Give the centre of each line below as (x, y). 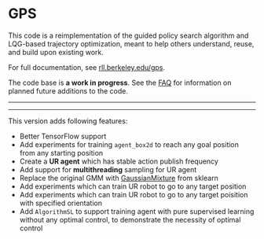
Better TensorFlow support (63, 136)
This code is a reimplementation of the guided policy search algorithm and (128, 35)
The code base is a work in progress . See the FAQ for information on (120, 83)
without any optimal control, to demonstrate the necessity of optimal (130, 219)
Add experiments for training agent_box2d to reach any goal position (129, 144)
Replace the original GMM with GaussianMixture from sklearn (119, 178)
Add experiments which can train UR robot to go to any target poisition (134, 194)
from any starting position (61, 153)
